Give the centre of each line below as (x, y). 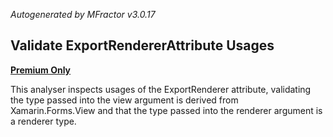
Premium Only (41, 70)
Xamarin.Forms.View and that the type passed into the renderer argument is (166, 110)
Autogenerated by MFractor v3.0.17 (83, 14)
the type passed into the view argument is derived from (124, 100)
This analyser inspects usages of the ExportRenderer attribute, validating (161, 89)
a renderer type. (43, 121)
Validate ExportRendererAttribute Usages (142, 45)
